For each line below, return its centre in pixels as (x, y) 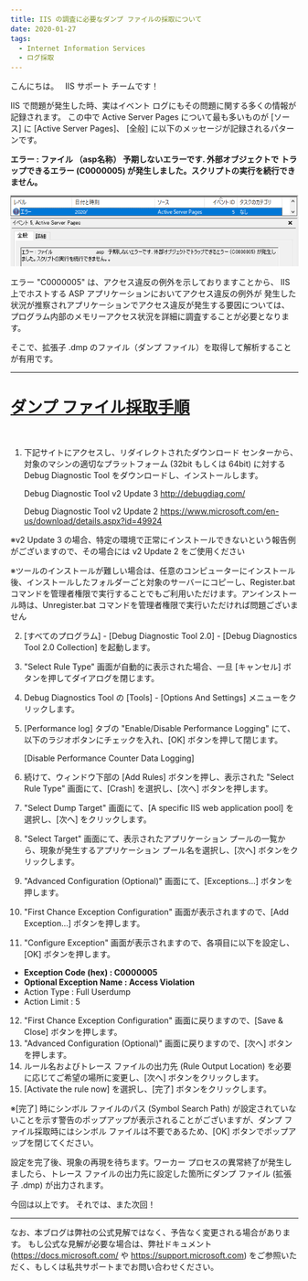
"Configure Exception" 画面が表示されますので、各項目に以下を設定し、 (159, 943)
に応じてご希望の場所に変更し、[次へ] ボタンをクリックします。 (143, 1077)
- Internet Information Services (82, 48)
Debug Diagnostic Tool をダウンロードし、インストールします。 (143, 475)
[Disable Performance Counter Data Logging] (109, 758)
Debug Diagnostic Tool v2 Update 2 (91, 511)
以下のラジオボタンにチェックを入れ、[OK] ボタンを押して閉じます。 (153, 740)
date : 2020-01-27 (43, 29)
